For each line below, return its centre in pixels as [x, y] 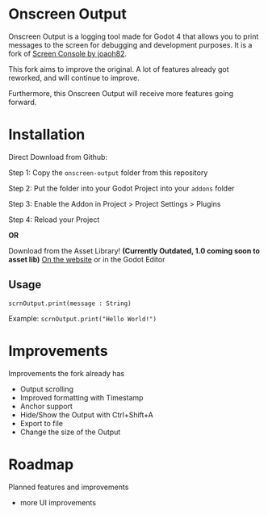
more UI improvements [58, 502]
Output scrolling [47, 389]
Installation [47, 135]
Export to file [41, 423]
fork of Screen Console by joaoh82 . [68, 53]
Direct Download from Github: [58, 157]
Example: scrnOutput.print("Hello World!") [83, 318]
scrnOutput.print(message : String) [70, 304]
